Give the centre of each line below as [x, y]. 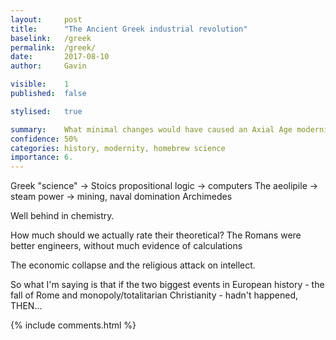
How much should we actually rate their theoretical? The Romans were [156, 235]
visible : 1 [40, 84]
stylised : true [46, 111]
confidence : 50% [44, 139]
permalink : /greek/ [53, 47]
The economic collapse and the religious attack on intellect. [133, 265]
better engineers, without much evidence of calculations [126, 246]
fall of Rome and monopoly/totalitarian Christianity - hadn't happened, [154, 295]
